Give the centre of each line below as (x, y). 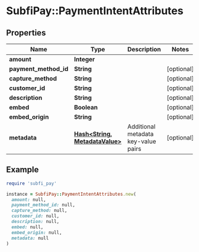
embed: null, (28, 227)
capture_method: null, (39, 211)
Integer (84, 59)
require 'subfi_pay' (32, 183)
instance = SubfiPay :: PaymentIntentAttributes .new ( (71, 194)
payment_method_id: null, (44, 205)
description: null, (36, 222)
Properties (26, 33)
